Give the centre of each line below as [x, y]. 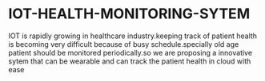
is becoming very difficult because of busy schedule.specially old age [124, 44]
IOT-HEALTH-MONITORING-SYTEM [129, 14]
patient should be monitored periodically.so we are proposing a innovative [130, 52]
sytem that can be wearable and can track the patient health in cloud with [130, 61]
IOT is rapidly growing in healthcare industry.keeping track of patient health [133, 36]
